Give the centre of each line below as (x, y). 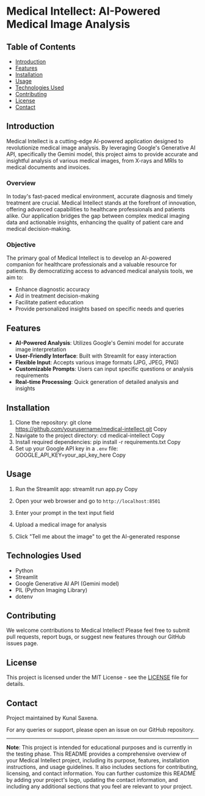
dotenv (24, 596)
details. (16, 684)
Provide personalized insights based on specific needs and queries (99, 309)
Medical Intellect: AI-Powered (83, 11)
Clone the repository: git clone (53, 422)
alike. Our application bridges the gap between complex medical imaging (98, 216)
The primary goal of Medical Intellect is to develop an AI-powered (89, 258)
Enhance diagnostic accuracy (52, 290)
